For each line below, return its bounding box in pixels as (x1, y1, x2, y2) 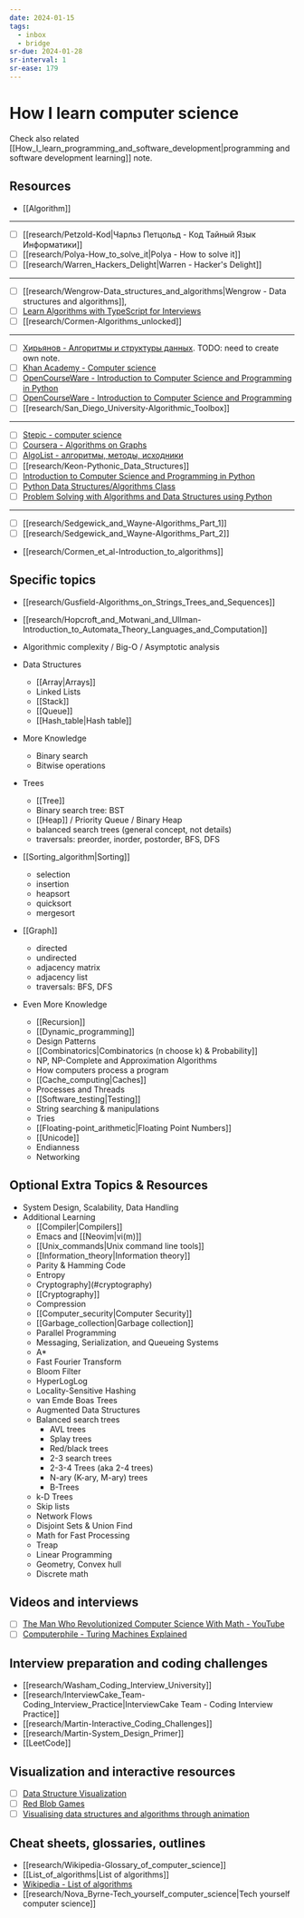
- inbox (17, 30, 47, 39)
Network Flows (35, 1510, 93, 1521)
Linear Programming (35, 1549, 113, 1559)
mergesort (35, 907, 75, 918)
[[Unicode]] (35, 1132, 80, 1143)
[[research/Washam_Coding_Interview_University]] (22, 1680, 213, 1691)
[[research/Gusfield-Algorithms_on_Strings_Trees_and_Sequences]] (22, 596, 276, 607)
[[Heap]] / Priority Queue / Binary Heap (35, 814, 183, 825)
